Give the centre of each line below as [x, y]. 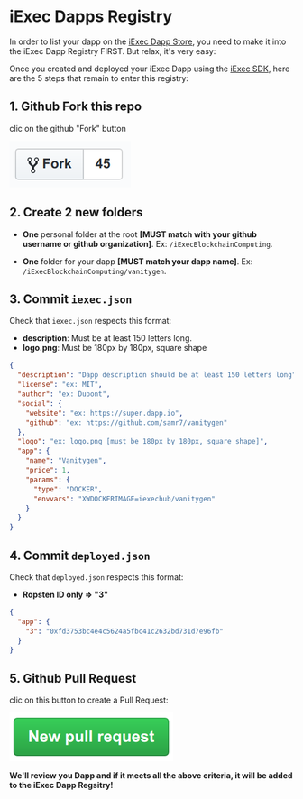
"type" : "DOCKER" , [68, 489]
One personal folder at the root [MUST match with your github [139, 234]
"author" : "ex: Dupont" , [64, 394]
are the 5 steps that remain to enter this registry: [99, 78]
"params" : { [48, 480]
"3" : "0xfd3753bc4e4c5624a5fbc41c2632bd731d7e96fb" [124, 631]
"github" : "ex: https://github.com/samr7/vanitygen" [127, 422]
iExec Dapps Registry [91, 17]
